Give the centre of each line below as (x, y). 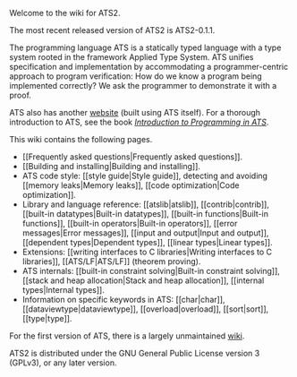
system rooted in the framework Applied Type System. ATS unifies (132, 57)
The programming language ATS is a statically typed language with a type (145, 47)
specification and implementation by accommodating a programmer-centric (149, 67)
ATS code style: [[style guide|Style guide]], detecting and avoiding (145, 176)
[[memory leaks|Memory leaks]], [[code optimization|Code (131, 185)
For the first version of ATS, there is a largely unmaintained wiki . (127, 336)
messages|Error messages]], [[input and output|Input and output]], (145, 233)
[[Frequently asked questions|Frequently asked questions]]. (132, 157)
